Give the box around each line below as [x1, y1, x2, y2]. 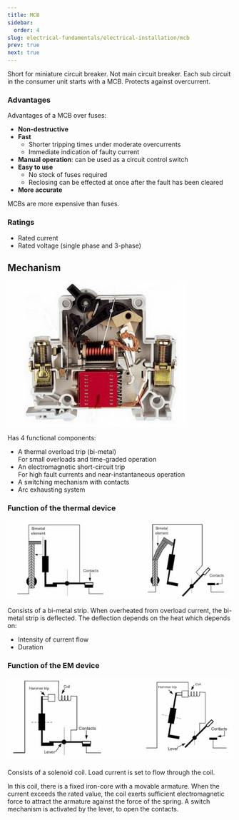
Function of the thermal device [7, 503, 116, 513]
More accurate [17, 186, 63, 194]
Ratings [7, 218, 35, 228]
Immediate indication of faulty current [28, 148, 140, 156]
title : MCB [7, 11, 40, 19]
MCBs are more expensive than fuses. [7, 200, 120, 208]
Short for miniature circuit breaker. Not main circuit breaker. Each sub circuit [7, 70, 231, 78]
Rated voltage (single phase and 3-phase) [17, 241, 141, 250]
